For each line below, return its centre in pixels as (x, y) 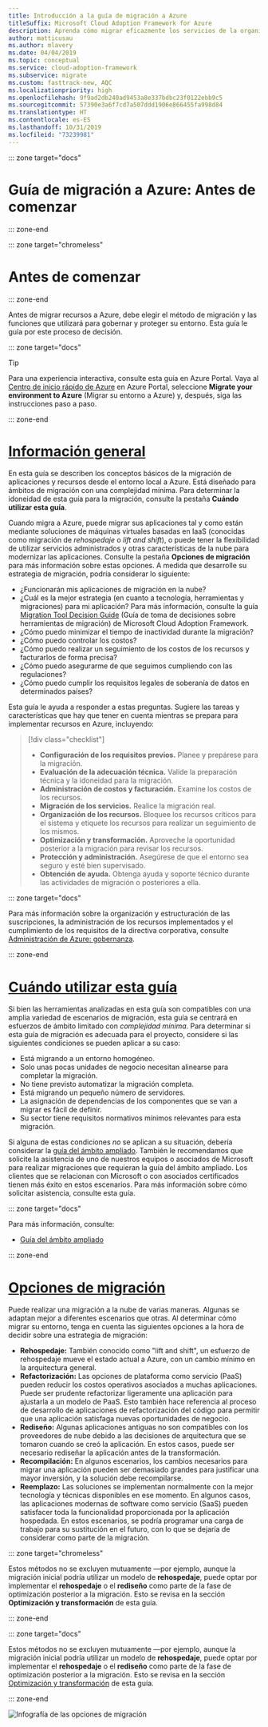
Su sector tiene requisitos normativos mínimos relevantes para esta (130, 1118)
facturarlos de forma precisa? (69, 658)
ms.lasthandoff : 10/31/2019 (55, 127)
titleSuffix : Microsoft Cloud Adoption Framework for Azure (110, 23)
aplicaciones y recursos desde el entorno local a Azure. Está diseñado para (132, 482)
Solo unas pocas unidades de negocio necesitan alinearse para (124, 1067)
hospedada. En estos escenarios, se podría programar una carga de (132, 1521)
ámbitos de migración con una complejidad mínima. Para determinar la (124, 491)
